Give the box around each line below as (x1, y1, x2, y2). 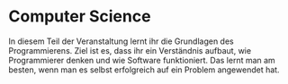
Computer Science (8, 6, 151, 27)
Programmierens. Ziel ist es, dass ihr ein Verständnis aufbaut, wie (8, 45, 252, 55)
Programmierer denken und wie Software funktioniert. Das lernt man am (8, 55, 275, 65)
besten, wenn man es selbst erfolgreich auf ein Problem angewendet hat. (8, 64, 280, 75)
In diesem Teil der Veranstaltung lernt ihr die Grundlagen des (8, 36, 235, 46)
